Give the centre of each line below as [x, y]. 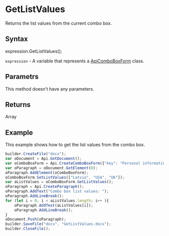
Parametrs [22, 77]
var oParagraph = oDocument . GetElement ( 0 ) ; [52, 168]
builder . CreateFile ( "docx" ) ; [36, 154]
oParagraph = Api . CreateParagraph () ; [45, 187]
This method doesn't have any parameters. [50, 89]
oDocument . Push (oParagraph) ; [36, 219]
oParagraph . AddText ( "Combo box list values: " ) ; [57, 191]
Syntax [17, 39]
